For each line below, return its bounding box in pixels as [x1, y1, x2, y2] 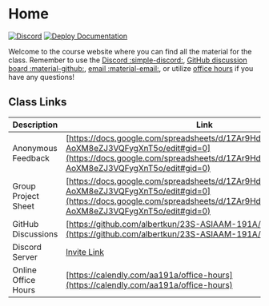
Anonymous [12, 142, 58, 153]
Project [12, 190, 40, 201]
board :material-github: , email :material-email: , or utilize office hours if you [8, 63, 254, 73]
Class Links [8, 95, 67, 109]
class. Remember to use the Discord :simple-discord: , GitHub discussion [8, 55, 248, 65]
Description [12, 119, 58, 130]
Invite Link [65, 246, 104, 257]
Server [12, 251, 38, 262]
